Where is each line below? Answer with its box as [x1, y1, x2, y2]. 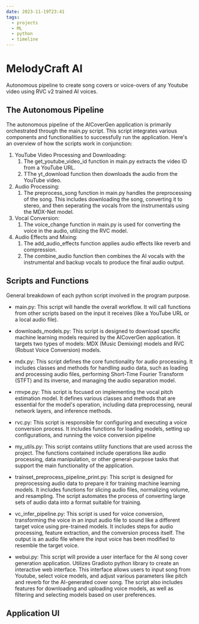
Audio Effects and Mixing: [14, 233, 78, 241]
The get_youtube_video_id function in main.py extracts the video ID [23, 157, 188, 165]
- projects [11, 20, 38, 26]
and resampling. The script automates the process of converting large [14, 492, 185, 499]
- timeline [11, 36, 38, 42]
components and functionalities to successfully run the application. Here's [6, 133, 188, 140]
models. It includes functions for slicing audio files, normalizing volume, [14, 486, 190, 493]
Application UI [6, 608, 60, 618]
